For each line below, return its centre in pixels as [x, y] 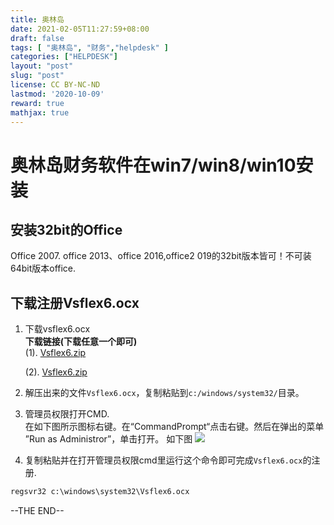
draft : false [37, 38]
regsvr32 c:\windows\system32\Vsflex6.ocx [100, 492]
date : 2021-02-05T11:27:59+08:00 [80, 29]
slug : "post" [37, 76]
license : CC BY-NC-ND [55, 85]
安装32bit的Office [66, 229]
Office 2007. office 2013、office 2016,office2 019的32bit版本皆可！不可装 [161, 256]
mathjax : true [40, 112]
